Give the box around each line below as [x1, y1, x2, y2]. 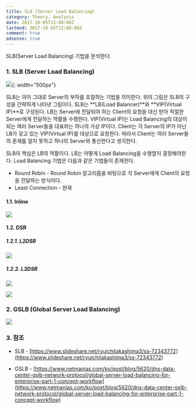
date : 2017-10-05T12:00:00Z [6, 19, 75, 25]
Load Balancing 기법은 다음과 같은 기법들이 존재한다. [13, 157, 135, 164]
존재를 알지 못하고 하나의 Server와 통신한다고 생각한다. [12, 138, 137, 145]
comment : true [6, 30, 41, 36]
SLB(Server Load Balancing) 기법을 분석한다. [6, 53, 111, 59]
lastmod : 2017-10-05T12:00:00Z [6, 25, 82, 31]
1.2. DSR [6, 224, 27, 231]
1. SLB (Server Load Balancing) [6, 67, 95, 75]
